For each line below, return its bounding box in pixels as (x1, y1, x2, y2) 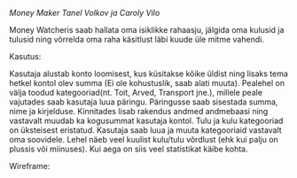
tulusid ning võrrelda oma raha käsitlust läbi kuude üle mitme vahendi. (9, 35, 264, 44)
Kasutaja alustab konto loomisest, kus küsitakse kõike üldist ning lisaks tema (9, 68, 288, 79)
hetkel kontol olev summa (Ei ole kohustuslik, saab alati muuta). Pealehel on (9, 78, 285, 88)
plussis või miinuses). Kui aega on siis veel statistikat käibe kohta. (9, 143, 248, 154)
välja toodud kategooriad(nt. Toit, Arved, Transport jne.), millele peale (9, 88, 263, 97)
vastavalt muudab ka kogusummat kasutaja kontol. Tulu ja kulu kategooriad (9, 115, 284, 126)
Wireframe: (9, 161, 51, 171)
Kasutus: (9, 51, 42, 61)
